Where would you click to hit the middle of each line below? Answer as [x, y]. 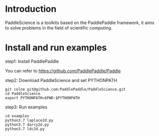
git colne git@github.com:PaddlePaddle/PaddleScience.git [65, 89]
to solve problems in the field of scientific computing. [59, 27]
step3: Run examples [26, 107]
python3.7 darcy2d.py [27, 124]
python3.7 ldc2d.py [25, 129]
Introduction [31, 9]
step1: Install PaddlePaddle [32, 61]
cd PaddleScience [23, 94]
